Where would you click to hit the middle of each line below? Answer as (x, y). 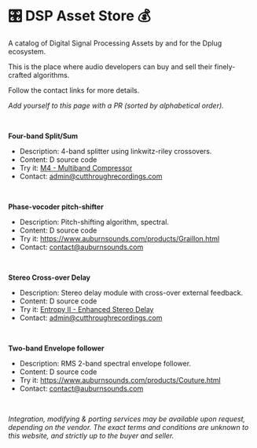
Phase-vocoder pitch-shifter (56, 207)
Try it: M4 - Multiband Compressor (76, 167)
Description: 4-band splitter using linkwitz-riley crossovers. (116, 151)
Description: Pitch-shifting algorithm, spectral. (94, 222)
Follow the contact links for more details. (74, 90)
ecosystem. (27, 51)
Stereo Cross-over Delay (50, 277)
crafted (20, 75)
